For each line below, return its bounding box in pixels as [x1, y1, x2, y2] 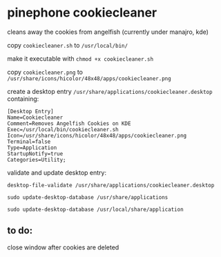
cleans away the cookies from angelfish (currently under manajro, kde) [7, 28, 209, 36]
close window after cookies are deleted [7, 243, 119, 251]
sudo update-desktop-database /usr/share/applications [7, 193, 169, 201]
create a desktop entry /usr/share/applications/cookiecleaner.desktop [7, 87, 213, 95]
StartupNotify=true [7, 150, 64, 157]
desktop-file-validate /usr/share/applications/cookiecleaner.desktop [7, 182, 215, 189]
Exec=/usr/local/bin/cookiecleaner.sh [7, 126, 119, 133]
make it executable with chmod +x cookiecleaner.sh [7, 54, 154, 63]
